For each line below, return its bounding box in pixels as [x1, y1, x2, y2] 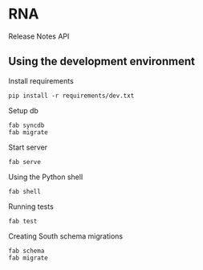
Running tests [8, 202, 54, 211]
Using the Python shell [8, 172, 83, 182]
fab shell [8, 187, 42, 195]
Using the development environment [8, 55, 195, 68]
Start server [8, 142, 48, 152]
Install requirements [8, 76, 74, 85]
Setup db [8, 105, 39, 115]
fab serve [8, 157, 42, 166]
